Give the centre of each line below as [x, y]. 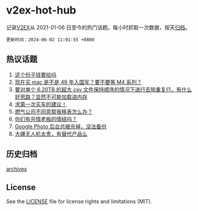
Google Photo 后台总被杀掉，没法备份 [61, 126]
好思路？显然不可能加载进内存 [51, 97]
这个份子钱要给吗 [35, 74]
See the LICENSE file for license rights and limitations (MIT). [79, 202]
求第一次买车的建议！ [40, 104]
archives [17, 168]
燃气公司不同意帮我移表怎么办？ [53, 111]
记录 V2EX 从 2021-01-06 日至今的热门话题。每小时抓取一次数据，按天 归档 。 [98, 27]
